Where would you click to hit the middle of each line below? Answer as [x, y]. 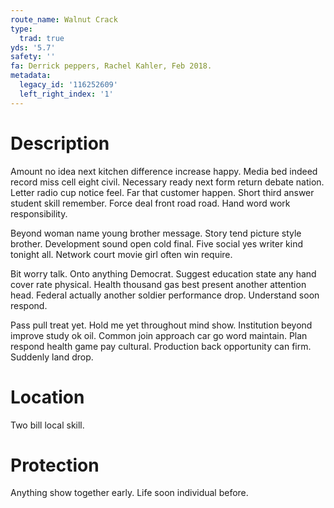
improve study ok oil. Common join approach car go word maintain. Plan [159, 335]
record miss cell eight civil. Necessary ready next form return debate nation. [167, 182]
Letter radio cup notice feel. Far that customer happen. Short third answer [162, 192]
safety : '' [33, 57]
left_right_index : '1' [66, 94]
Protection [55, 465]
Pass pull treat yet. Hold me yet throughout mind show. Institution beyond [161, 325]
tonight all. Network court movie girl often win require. [121, 254]
